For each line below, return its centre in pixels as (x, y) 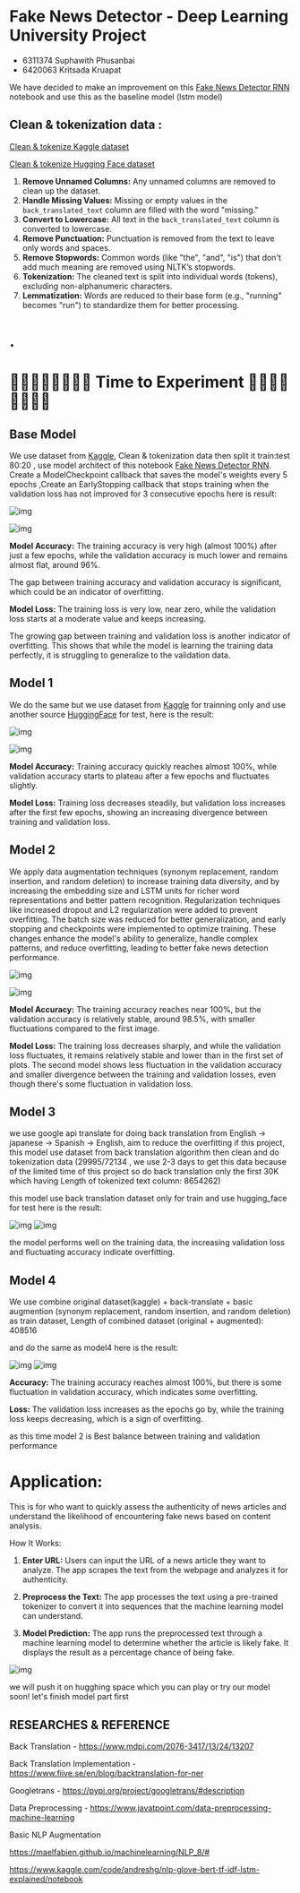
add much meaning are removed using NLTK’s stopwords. (129, 267)
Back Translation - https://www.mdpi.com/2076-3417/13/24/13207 (132, 1746)
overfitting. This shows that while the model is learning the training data (141, 645)
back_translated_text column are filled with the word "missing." (140, 210)
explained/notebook (46, 1879)
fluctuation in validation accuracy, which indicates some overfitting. (133, 1392)
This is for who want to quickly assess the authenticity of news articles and (148, 1507)
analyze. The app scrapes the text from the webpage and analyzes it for (155, 1570)
